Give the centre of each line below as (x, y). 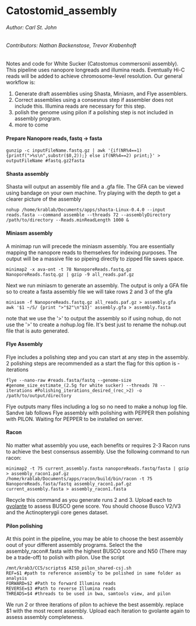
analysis (17, 579)
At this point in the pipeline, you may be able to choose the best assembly (95, 539)
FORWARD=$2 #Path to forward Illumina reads (61, 584)
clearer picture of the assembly (44, 199)
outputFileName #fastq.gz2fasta (45, 161)
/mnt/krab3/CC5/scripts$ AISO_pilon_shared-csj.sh (69, 568)
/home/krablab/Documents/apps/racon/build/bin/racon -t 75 (79, 479)
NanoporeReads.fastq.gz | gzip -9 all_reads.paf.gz (70, 274)
